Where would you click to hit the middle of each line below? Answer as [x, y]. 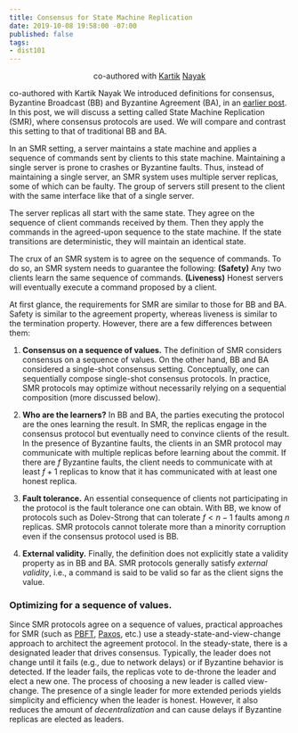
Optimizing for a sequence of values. [91, 605]
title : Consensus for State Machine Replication [101, 17]
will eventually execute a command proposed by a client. [113, 287]
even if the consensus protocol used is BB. [101, 537]
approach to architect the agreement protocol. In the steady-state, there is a [149, 644]
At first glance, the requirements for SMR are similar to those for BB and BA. [148, 305]
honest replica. [49, 482]
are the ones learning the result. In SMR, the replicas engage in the [144, 424]
